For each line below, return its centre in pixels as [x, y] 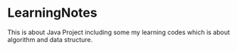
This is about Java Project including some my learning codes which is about [118, 32]
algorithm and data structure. [50, 39]
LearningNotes [52, 13]
